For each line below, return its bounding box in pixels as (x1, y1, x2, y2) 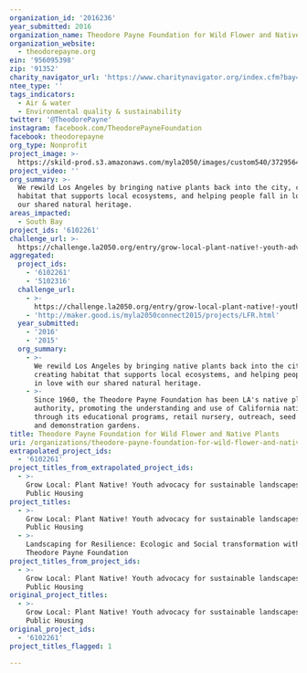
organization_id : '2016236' (9, 13, 117, 23)
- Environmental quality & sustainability (17, 107, 182, 116)
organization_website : (9, 38, 96, 48)
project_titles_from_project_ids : (9, 556, 142, 566)
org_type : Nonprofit (9, 141, 89, 150)
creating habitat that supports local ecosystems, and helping (33, 370, 281, 379)
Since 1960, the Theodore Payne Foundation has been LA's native (33, 395, 288, 405)
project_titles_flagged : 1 (9, 641, 112, 651)
